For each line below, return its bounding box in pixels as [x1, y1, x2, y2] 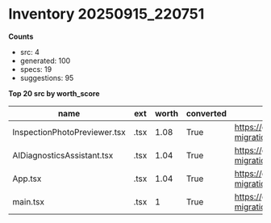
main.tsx [12, 196, 44, 207]
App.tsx [12, 173, 42, 184]
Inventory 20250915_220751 [8, 5, 205, 23]
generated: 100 [19, 56, 71, 65]
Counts [8, 32, 34, 41]
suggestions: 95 [19, 73, 74, 82]
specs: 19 [19, 64, 52, 74]
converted [186, 107, 227, 119]
